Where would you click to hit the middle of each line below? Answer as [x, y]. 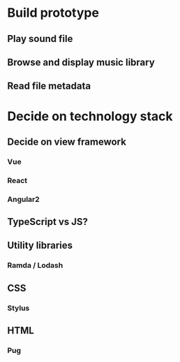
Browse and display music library [81, 62]
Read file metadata [49, 86]
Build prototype [53, 13]
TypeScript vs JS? [48, 222]
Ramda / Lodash [35, 266]
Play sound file [40, 39]
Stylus [18, 307]
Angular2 [23, 199]
